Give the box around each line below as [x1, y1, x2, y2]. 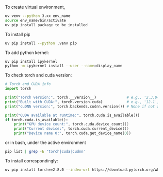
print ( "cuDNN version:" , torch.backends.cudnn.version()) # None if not [5, 104, 155, 109]
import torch [5, 86, 32, 91]
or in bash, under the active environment [5, 140, 86, 145]
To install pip [5, 31, 31, 37]
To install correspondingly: [5, 158, 58, 163]
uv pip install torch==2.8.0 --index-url [5, 167, 90, 172]
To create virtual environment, [5, 4, 65, 10]
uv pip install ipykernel [5, 59, 57, 64]
